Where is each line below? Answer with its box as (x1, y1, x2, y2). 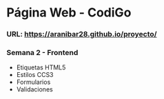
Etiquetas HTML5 (16, 63, 66, 71)
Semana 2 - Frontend (6, 48, 79, 58)
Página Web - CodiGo (6, 5, 132, 21)
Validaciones (16, 85, 53, 93)
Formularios (16, 78, 51, 87)
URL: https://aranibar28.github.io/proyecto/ (6, 30, 157, 39)
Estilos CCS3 (16, 71, 54, 79)
